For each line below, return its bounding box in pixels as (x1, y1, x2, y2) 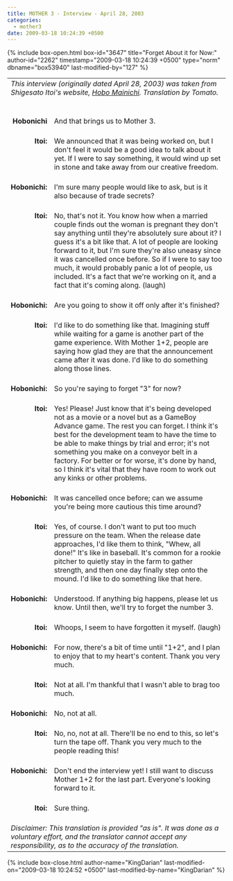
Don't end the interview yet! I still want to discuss (53, 766, 214, 775)
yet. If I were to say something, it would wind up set (53, 154, 221, 163)
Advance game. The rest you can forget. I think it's (53, 421, 218, 431)
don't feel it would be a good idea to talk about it (53, 145, 212, 155)
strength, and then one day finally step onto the (53, 566, 208, 575)
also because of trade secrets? (53, 191, 155, 201)
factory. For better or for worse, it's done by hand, (53, 456, 217, 466)
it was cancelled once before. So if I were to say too (53, 254, 223, 264)
